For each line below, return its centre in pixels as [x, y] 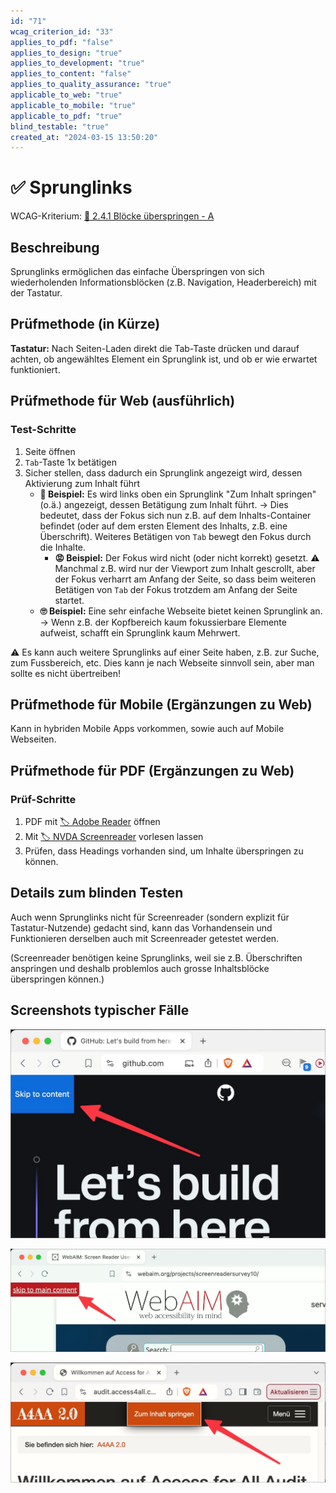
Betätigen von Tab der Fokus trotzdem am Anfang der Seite [176, 589]
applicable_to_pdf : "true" [66, 116]
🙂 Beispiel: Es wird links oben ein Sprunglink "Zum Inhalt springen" [178, 494]
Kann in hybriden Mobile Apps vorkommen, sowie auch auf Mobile [147, 729]
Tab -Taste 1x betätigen [71, 462]
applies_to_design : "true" [66, 53]
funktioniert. [35, 369]
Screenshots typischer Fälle [100, 1010]
